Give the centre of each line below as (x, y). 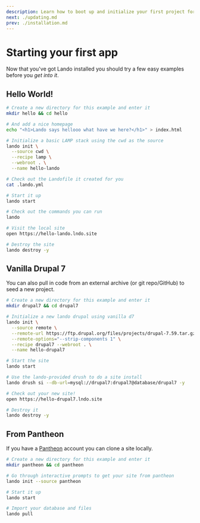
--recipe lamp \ (32, 157)
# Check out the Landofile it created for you (65, 179)
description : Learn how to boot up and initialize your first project (96, 12)
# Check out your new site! (41, 393)
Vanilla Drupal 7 (36, 269)
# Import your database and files (49, 509)
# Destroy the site (30, 244)
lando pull (20, 514)
